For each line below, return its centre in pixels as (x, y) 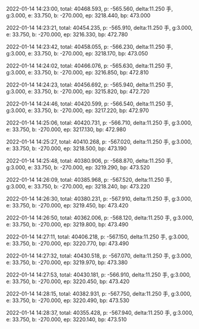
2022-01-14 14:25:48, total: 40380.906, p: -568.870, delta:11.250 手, (90, 161)
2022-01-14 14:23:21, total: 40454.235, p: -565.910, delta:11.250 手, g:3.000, (99, 28)
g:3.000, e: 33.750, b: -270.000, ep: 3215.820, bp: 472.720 (78, 91)
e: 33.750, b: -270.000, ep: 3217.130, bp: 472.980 (66, 129)
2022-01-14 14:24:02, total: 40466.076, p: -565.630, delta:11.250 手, (89, 66)
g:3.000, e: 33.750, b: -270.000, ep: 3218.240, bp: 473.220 (78, 186)
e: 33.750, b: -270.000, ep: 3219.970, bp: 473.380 (67, 262)
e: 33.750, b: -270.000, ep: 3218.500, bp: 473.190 (67, 148)
